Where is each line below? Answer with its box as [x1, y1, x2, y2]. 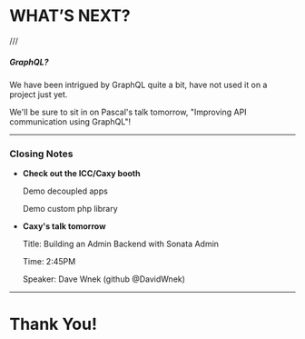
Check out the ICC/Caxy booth [22, 168, 141, 179]
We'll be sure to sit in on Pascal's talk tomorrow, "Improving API [9, 106, 247, 117]
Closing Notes [9, 147, 74, 160]
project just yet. [9, 88, 68, 100]
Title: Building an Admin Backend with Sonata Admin [22, 238, 220, 250]
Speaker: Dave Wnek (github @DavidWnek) [22, 274, 186, 284]
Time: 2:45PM [22, 256, 76, 267]
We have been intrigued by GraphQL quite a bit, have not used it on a [9, 79, 268, 90]
